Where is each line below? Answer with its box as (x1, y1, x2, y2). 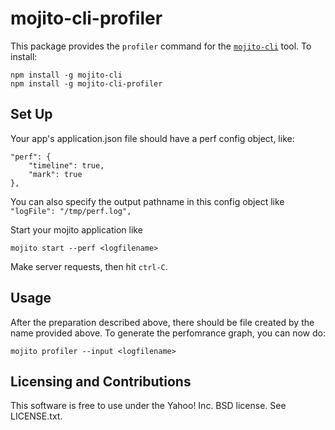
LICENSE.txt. (10, 410, 63, 422)
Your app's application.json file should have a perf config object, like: (10, 132, 295, 144)
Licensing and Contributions (10, 373, 192, 390)
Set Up (10, 106, 53, 123)
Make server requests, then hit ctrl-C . (10, 260, 168, 272)
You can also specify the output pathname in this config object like (10, 195, 285, 207)
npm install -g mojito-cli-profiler (10, 78, 163, 89)
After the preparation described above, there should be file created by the (10, 316, 315, 328)
